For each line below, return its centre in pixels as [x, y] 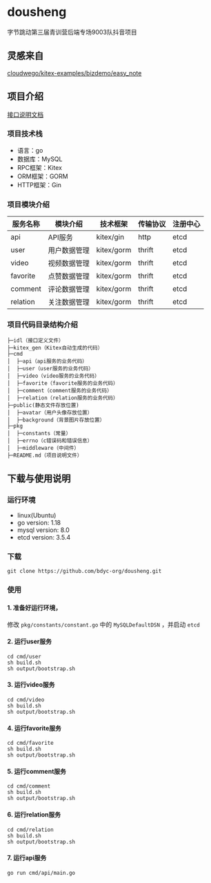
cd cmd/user [24, 656]
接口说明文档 [25, 114]
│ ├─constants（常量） [39, 434]
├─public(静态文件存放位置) [43, 406]
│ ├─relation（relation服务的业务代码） [63, 398]
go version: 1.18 [39, 523]
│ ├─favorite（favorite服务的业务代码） [63, 383]
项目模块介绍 [29, 205]
